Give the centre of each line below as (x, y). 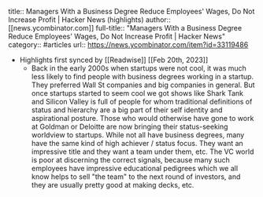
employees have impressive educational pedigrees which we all (135, 168)
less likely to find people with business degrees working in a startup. (143, 77)
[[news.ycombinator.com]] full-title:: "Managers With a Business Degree (125, 28)
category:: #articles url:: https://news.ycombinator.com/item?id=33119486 (128, 45)
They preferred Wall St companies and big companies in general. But (143, 85)
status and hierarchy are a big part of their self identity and (127, 110)
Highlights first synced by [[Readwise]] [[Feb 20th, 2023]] (114, 60)
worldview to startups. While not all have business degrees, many (138, 135)
